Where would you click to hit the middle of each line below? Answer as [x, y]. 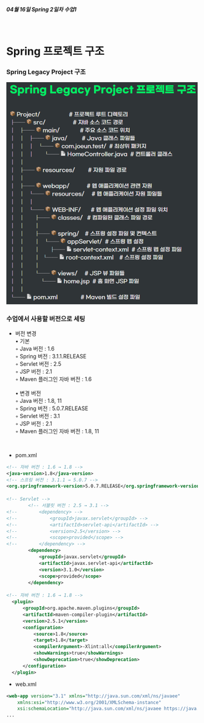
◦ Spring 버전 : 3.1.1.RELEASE [51, 356]
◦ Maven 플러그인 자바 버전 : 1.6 [53, 379]
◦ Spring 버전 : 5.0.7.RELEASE [52, 408]
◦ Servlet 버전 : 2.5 [38, 364]
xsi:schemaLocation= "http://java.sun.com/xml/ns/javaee [90, 709]
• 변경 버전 [28, 393]
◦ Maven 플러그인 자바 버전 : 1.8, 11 [57, 431]
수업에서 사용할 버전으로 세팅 [46, 319]
